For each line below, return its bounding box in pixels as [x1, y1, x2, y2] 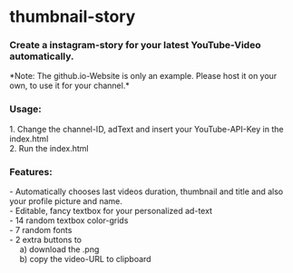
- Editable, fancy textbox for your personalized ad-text [9, 206, 213, 217]
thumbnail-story [9, 6, 136, 27]
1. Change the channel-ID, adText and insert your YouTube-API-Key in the [9, 123, 284, 134]
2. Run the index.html [9, 142, 89, 153]
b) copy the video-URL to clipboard [19, 254, 151, 265]
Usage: [9, 102, 43, 115]
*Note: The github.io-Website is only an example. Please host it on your [9, 71, 278, 82]
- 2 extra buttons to [9, 234, 82, 246]
